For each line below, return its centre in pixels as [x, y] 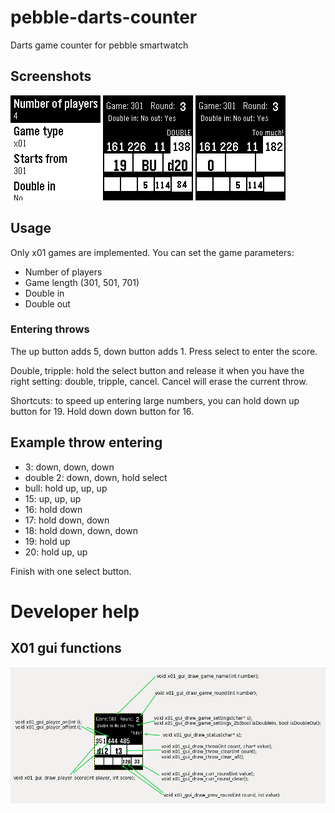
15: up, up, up [53, 498]
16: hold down [53, 509]
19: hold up [47, 541]
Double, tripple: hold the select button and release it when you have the [157, 370]
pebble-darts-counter [104, 17]
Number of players [63, 272]
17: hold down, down [67, 520]
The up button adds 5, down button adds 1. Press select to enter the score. [164, 351]
